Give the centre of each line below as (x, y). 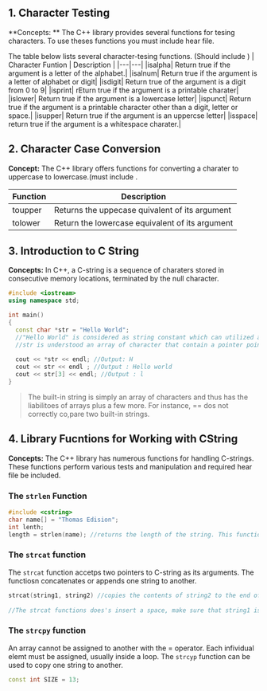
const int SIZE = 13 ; (44, 679)
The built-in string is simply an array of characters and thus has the (138, 397)
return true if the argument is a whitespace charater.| (95, 124)
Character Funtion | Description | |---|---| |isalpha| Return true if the (119, 65)
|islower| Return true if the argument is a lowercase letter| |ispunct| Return (130, 98)
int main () (26, 315)
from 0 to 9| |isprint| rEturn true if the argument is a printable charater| (124, 90)
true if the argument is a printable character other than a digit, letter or (123, 107)
